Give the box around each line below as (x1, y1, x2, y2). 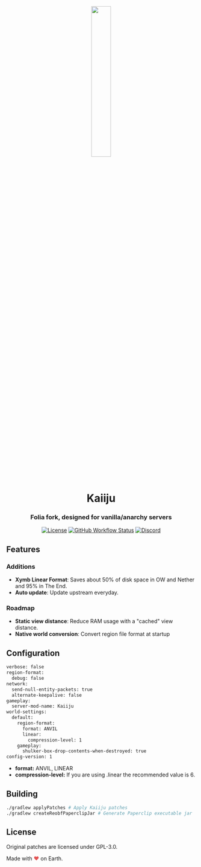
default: (11, 715, 34, 721)
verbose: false (6, 664, 45, 670)
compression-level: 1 (28, 737, 82, 743)
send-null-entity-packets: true (11, 686, 93, 693)
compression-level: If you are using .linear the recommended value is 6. (14, 771, 196, 778)
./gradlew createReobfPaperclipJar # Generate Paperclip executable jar (6, 810, 193, 816)
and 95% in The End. (14, 583, 67, 590)
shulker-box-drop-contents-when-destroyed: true (22, 748, 147, 754)
